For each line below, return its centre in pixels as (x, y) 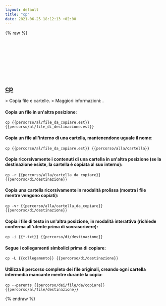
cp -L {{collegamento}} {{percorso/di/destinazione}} (62, 258)
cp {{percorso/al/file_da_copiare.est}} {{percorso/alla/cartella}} (77, 148)
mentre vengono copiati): (32, 196)
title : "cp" (17, 14)
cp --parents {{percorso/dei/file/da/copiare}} (55, 285)
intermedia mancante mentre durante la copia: (54, 275)
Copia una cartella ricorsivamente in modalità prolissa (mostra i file (76, 190)
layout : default (22, 10)
